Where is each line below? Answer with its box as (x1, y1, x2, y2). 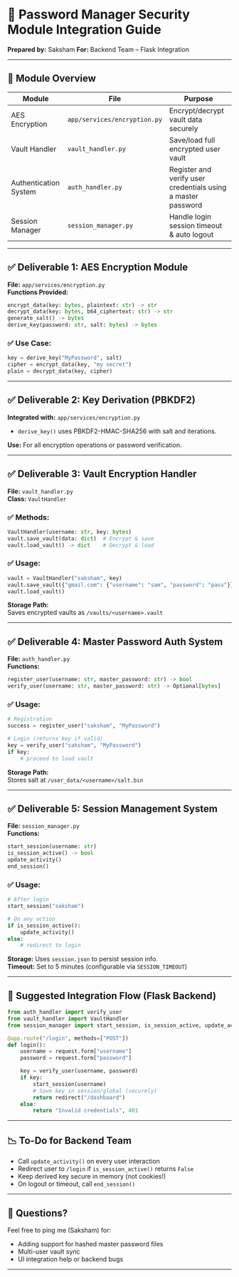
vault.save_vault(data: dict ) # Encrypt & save (7, 534, 154, 542)
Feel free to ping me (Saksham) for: (7, 1226, 112, 1234)
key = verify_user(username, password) (20, 1067, 139, 1075)
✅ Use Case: (7, 338, 52, 348)
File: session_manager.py (7, 822, 80, 830)
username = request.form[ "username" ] (20, 1048, 132, 1055)
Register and (169, 164, 212, 174)
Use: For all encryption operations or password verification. (7, 440, 182, 449)
